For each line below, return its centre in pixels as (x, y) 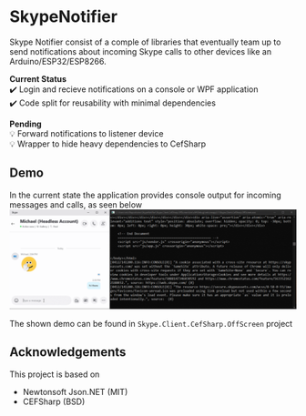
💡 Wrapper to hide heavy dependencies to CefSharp (108, 144)
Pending (26, 124)
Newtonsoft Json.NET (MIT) (75, 391)
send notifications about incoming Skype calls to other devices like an (140, 51)
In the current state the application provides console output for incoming (145, 195)
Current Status (38, 78)
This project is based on (55, 374)
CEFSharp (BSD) (54, 401)
